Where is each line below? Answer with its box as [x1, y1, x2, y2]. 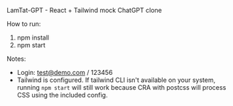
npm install [16, 33, 50, 42]
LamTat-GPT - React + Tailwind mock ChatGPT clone [6, 6, 163, 14]
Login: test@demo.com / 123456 [16, 69, 113, 76]
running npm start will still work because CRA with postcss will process [16, 83, 227, 91]
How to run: [6, 20, 41, 28]
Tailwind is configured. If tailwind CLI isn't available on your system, [16, 76, 216, 84]
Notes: [6, 54, 26, 63]
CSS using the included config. [16, 91, 108, 99]
